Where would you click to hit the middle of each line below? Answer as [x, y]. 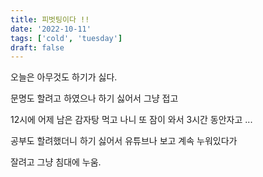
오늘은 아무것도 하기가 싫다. [64, 77]
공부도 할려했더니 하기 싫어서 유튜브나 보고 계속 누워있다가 [124, 141]
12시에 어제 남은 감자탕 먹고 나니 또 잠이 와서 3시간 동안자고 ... [131, 120]
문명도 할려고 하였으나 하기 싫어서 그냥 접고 [94, 98]
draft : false [37, 47]
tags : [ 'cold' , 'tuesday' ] [66, 38]
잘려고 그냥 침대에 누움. [56, 162]
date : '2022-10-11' [51, 29]
